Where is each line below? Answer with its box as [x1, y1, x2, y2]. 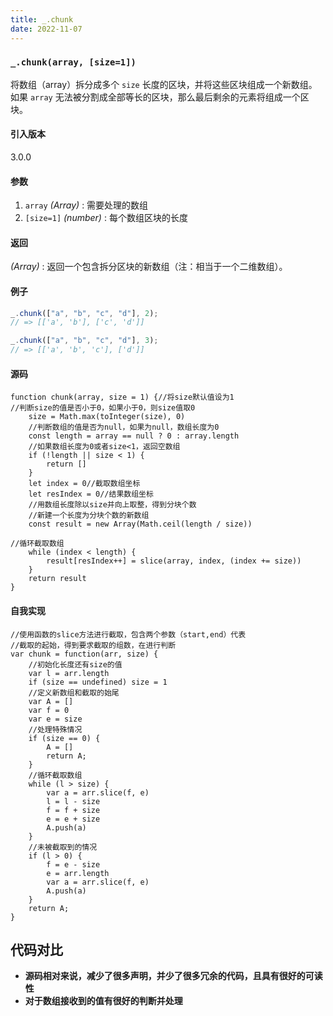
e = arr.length [46, 868, 110, 878]
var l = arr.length [28, 668, 110, 678]
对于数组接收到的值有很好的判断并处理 [24, 995, 183, 1007]
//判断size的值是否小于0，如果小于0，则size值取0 [10, 403, 196, 413]
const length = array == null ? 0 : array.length [28, 431, 240, 441]
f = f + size [46, 805, 101, 815]
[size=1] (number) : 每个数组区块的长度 [24, 212, 188, 224]
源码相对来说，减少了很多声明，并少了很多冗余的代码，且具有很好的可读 [24, 970, 323, 982]
